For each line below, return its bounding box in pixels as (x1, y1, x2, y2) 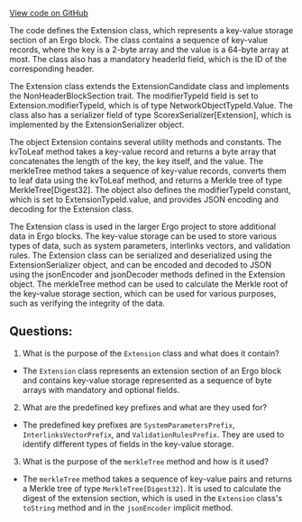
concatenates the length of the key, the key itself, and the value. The (9, 156, 264, 166)
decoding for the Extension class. (9, 204, 133, 215)
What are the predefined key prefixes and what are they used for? (22, 401, 268, 413)
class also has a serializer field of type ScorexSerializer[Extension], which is (9, 110, 292, 120)
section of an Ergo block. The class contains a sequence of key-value (9, 35, 269, 45)
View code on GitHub (9, 8, 88, 18)
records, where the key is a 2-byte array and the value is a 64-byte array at (9, 44, 289, 55)
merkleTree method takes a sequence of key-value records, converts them (9, 166, 287, 176)
